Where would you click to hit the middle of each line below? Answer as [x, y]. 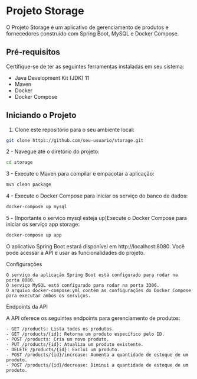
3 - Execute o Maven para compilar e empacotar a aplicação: [80, 174]
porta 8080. [21, 280]
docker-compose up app [34, 235]
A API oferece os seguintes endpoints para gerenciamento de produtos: [93, 318]
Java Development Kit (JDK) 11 [52, 77]
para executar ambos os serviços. [49, 296]
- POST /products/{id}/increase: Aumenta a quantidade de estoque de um [97, 355]
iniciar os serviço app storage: [43, 224]
